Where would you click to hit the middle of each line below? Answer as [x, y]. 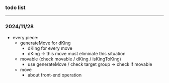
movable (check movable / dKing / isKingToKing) [71, 59]
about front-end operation [55, 75]
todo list [16, 8]
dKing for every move [50, 48]
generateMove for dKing [45, 43]
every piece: [25, 37]
